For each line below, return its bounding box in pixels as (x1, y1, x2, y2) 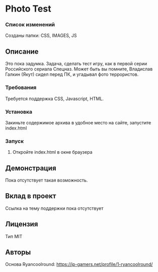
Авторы (5, 248, 31, 257)
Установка (5, 108, 33, 115)
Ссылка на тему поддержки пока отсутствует (5, 205, 104, 211)
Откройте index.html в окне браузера (12, 149, 93, 155)
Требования (5, 84, 37, 91)
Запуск (5, 138, 24, 145)
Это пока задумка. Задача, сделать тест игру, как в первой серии (5, 61, 147, 67)
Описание (5, 47, 39, 56)
